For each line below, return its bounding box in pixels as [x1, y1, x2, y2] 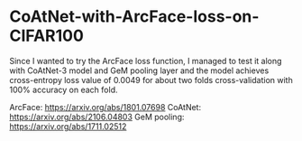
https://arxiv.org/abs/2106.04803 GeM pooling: [9, 111, 185, 122]
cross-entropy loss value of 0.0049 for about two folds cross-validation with [9, 74, 293, 85]
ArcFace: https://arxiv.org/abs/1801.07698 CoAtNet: [9, 101, 201, 112]
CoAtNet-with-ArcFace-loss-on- [9, 6, 260, 27]
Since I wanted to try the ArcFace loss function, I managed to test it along [9, 55, 282, 66]
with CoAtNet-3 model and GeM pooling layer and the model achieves [9, 65, 270, 76]
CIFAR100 [9, 25, 84, 46]
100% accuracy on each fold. [9, 84, 118, 95]
